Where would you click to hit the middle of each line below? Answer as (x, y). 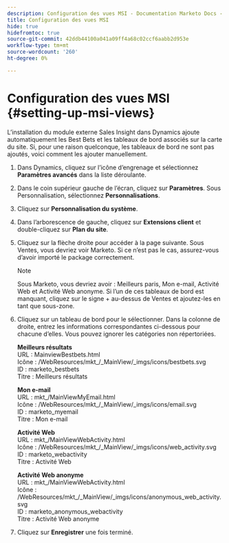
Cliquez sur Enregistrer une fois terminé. (75, 532)
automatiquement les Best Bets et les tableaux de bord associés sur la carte (115, 139)
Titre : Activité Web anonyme (58, 519)
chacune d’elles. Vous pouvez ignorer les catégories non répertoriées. (117, 334)
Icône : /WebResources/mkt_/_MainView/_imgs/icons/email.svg (107, 404)
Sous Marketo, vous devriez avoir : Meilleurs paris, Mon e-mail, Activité (118, 284)
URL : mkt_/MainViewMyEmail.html (66, 397)
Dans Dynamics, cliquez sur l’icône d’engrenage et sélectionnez (108, 167)
